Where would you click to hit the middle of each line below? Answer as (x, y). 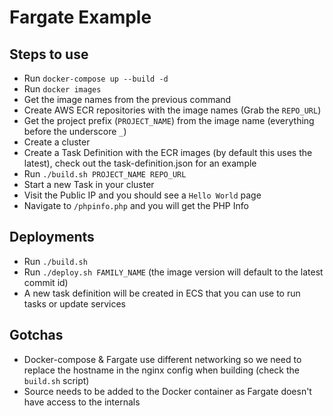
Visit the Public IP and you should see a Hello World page (142, 195)
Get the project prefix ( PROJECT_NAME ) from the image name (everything (169, 120)
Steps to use (49, 54)
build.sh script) (56, 380)
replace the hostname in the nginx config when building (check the (161, 370)
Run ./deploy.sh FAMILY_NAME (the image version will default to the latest (173, 272)
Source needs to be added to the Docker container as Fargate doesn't (167, 391)
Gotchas (36, 335)
